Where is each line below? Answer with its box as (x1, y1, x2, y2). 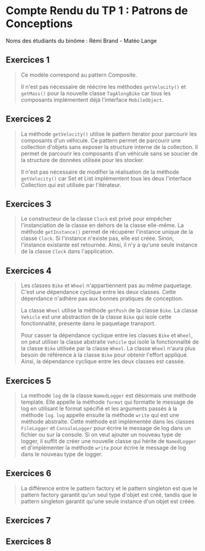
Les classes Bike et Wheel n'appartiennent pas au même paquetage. (20, 282, 193, 289)
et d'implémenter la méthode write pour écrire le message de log (20, 444, 187, 451)
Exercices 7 (6, 515, 51, 526)
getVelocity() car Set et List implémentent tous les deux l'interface (20, 174, 191, 182)
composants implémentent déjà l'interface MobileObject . (20, 96, 164, 103)
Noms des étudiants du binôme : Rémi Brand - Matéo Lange (6, 37, 157, 44)
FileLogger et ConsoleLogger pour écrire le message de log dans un (20, 425, 191, 431)
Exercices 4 (6, 265, 52, 276)
